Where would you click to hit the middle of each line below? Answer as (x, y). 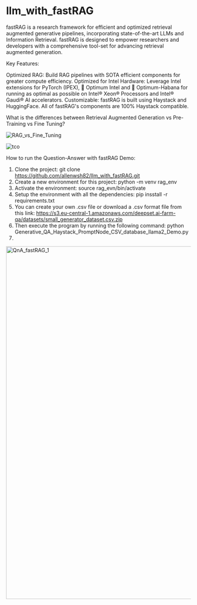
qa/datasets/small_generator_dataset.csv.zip (69, 219)
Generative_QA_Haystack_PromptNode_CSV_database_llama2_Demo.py (101, 232)
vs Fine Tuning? (46, 123)
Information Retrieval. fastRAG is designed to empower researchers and (93, 39)
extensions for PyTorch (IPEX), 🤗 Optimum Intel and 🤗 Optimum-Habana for (97, 87)
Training (16, 123)
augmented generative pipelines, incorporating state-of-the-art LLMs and (95, 33)
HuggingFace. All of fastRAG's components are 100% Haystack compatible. (97, 106)
